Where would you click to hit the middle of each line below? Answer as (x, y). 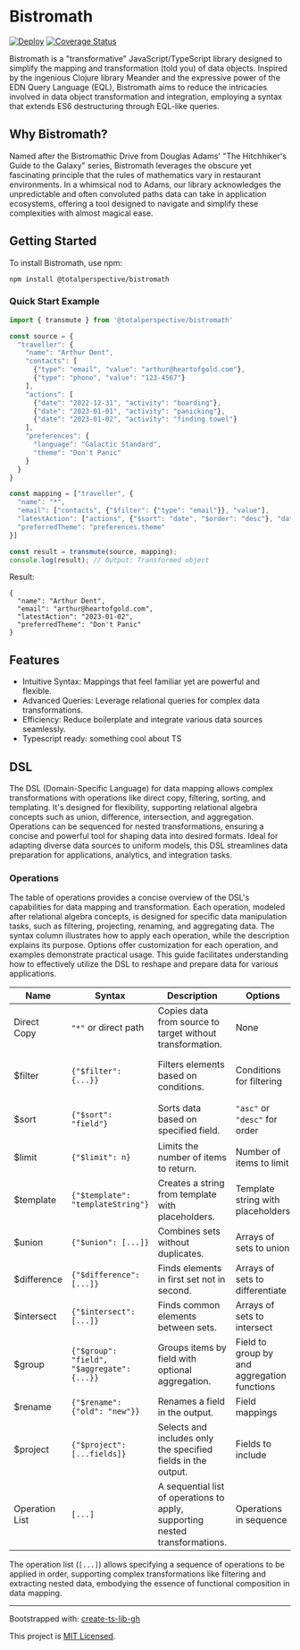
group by (254, 1354)
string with (258, 1200)
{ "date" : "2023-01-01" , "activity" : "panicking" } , (129, 411)
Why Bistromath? (58, 135)
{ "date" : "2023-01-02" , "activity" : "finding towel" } (135, 419)
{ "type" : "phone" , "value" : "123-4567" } (109, 378)
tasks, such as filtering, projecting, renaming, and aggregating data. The (142, 926)
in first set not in (192, 1279)
